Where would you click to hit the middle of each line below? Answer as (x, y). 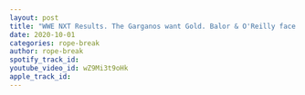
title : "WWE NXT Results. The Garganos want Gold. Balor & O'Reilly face (153, 26)
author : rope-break (47, 52)
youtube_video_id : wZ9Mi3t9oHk (69, 69)
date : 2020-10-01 (42, 34)
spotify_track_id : (44, 60)
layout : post (34, 18)
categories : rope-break (55, 43)
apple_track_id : (40, 77)
